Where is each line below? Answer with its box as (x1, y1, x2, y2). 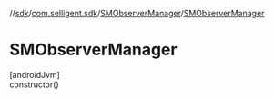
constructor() (9, 79, 59, 90)
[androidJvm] (9, 69, 61, 80)
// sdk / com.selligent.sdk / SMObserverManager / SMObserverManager (9, 8, 265, 18)
